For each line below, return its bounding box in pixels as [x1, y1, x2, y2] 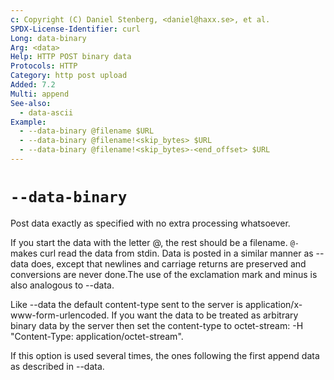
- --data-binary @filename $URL [19, 126, 155, 136]
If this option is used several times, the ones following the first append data [10, 349, 320, 361]
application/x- [244, 298, 303, 310]
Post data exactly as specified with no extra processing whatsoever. [10, 217, 291, 229]
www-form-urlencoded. [10, 309, 110, 321]
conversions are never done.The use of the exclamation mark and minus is [10, 268, 318, 280]
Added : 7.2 [10, 80, 56, 90]
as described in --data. [10, 360, 105, 372]
